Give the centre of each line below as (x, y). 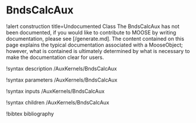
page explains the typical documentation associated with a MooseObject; (94, 45)
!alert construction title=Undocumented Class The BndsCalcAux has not (93, 26)
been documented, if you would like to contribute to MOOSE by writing (91, 32)
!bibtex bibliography (30, 114)
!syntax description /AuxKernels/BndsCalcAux (61, 68)
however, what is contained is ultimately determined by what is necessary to (98, 51)
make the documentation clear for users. (55, 57)
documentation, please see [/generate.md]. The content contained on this (95, 38)
